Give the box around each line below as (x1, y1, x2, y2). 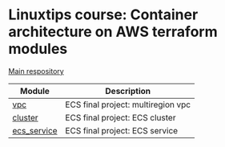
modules (8, 40, 68, 58)
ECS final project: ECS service (65, 125, 179, 136)
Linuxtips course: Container (8, 6, 199, 24)
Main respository (8, 66, 64, 76)
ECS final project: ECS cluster (65, 112, 176, 123)
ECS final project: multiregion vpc (65, 99, 191, 110)
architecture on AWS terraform (8, 22, 218, 41)
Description (105, 85, 151, 96)
